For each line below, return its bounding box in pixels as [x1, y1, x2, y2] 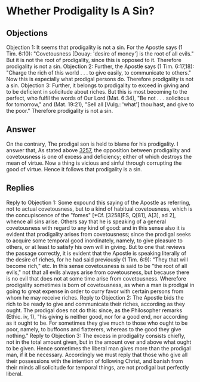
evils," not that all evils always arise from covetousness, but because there [6, 269, 190, 276]
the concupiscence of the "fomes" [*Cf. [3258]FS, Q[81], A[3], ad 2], [6, 211, 176, 218]
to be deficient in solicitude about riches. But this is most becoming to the [6, 88, 187, 95]
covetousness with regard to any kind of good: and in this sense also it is [6, 224, 185, 231]
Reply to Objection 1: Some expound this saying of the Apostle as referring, [6, 199, 191, 206]
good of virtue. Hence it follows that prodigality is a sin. [6, 165, 142, 172]
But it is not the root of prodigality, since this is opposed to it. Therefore [6, 57, 182, 63]
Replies [6, 183, 35, 193]
